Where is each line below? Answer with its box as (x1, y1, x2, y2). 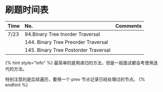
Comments (115, 23, 142, 29)
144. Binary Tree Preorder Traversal (24, 39, 108, 46)
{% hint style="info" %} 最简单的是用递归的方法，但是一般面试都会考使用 (5, 60, 154, 66)
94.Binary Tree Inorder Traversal (24, 30, 100, 37)
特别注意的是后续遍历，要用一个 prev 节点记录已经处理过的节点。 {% (5, 76, 145, 82)
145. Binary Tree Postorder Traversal (24, 46, 111, 53)
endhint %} (5, 82, 28, 88)
